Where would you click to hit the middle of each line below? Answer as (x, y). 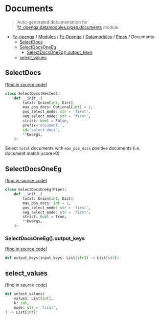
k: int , (22, 303)
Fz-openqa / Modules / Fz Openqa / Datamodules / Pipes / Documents (83, 37)
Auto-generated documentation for (52, 22)
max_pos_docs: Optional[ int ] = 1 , (58, 107)
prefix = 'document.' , (44, 125)
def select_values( (25, 294)
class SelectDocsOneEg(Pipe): (36, 190)
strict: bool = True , (45, 217)
